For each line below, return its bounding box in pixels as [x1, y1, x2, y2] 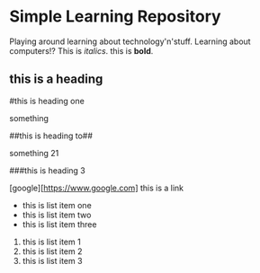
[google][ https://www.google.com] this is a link [9, 182, 184, 193]
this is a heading [9, 72, 103, 87]
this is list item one [22, 199, 92, 210]
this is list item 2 [22, 245, 83, 257]
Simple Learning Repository [9, 6, 222, 27]
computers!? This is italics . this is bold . [9, 45, 154, 56]
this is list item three [22, 218, 97, 230]
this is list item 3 [22, 255, 83, 266]
